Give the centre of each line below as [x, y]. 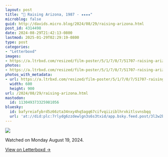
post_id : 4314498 [23, 28]
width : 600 [21, 84]
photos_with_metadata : [29, 75]
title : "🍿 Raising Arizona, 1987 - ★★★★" [49, 14]
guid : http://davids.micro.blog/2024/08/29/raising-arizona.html [74, 24]
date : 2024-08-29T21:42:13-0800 [39, 33]
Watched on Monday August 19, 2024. [44, 140]
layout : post [19, 10]
